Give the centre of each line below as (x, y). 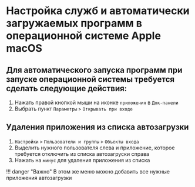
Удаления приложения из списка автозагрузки (97, 127)
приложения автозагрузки (39, 178)
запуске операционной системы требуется (90, 79)
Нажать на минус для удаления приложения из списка (82, 160)
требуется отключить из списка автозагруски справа (82, 153)
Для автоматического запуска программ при (94, 70)
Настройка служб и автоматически (98, 11)
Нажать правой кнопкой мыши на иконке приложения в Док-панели (96, 102)
